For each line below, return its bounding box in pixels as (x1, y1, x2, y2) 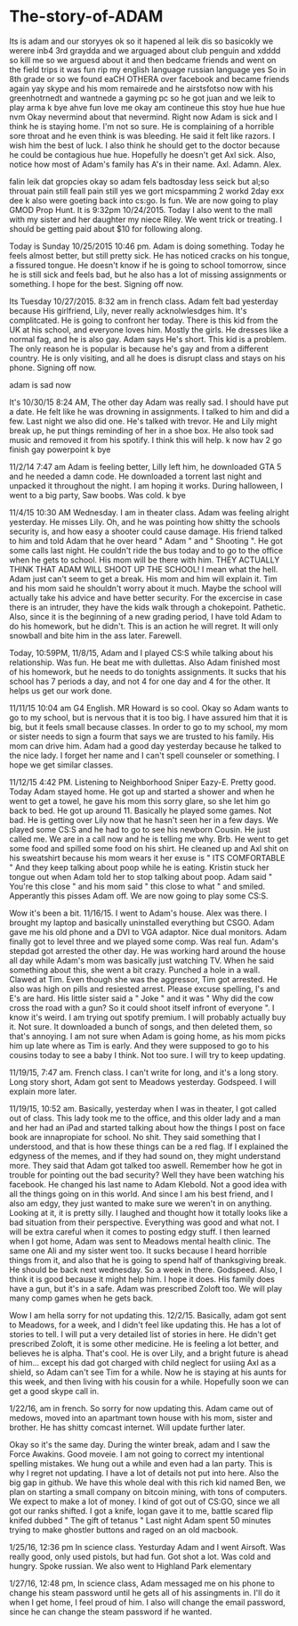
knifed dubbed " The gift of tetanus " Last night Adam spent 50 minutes (9, 1515, 271, 1525)
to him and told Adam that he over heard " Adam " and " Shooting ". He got (9, 535, 283, 546)
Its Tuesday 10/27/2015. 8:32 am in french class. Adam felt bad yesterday (9, 296, 278, 307)
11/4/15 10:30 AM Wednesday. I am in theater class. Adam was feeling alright (9, 506, 290, 518)
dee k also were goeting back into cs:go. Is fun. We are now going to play (9, 194, 278, 206)
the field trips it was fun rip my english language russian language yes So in (9, 64, 286, 75)
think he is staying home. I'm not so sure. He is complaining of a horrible (9, 120, 274, 131)
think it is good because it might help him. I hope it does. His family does (9, 1273, 276, 1285)
